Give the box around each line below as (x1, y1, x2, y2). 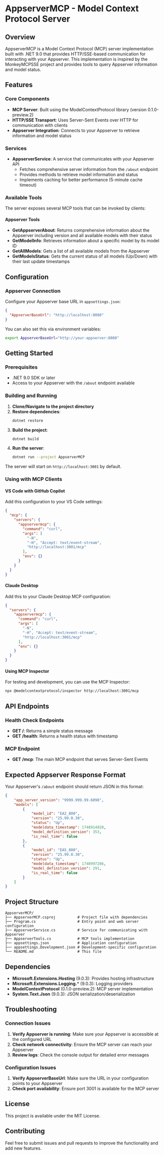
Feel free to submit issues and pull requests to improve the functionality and (5, 1140, 158, 1146)
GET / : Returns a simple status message (12, 728, 93, 733)
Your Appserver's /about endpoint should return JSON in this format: (5, 783, 144, 789)
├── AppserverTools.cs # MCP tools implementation (5, 936, 135, 942)
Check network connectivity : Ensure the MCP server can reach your (12, 1041, 153, 1047)
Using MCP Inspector (5, 668, 49, 674)
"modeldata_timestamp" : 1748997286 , (31, 861, 106, 867)
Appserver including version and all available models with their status (12, 233, 152, 238)
